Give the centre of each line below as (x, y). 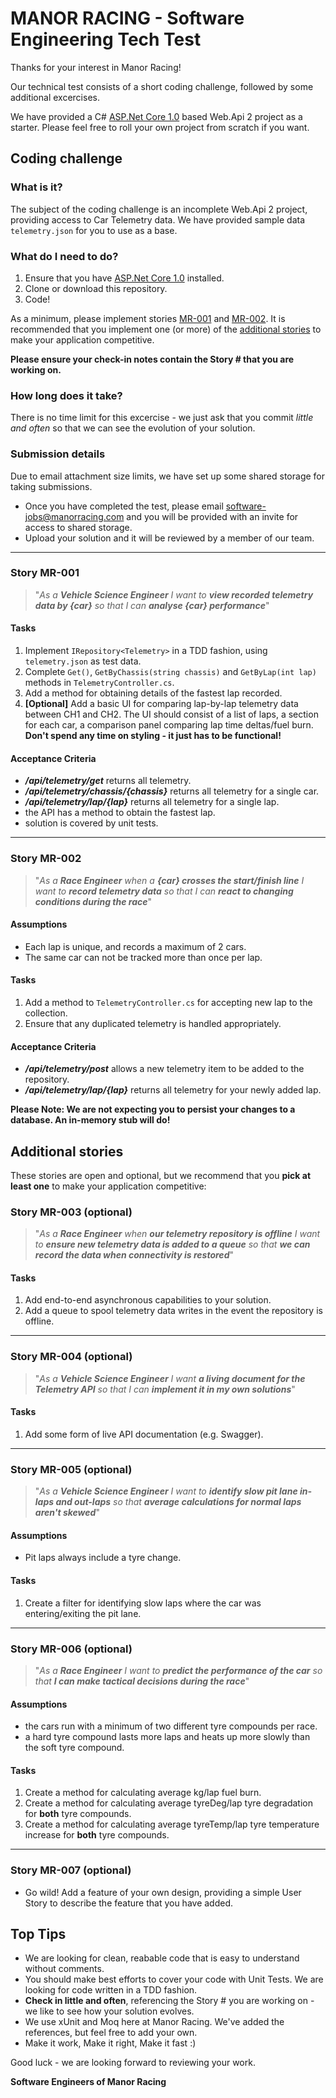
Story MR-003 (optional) (71, 1212)
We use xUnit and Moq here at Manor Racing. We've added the (154, 2022)
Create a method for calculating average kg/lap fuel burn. (143, 1793)
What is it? (36, 187)
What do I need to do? (64, 256)
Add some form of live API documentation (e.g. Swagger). (144, 1434)
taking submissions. (51, 486)
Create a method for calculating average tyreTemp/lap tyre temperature (172, 1824)
